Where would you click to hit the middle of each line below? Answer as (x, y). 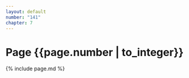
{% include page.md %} (35, 68)
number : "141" (23, 17)
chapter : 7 (19, 23)
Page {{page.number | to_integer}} (95, 52)
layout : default (26, 12)
